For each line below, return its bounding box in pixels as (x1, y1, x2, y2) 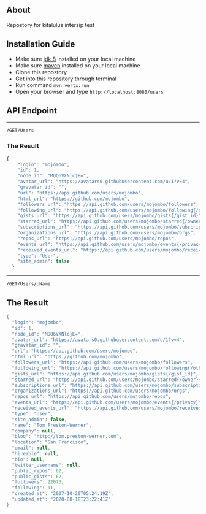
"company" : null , (12, 428, 56, 434)
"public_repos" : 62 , (12, 467, 64, 474)
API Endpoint (6, 105, 57, 116)
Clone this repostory (15, 68, 67, 75)
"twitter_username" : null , (12, 462, 81, 468)
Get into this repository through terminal (15, 75, 116, 82)
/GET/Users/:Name (6, 281, 51, 287)
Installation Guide (6, 39, 75, 50)
